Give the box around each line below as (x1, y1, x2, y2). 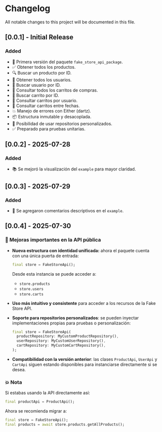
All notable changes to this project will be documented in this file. (5, 19, 136, 25)
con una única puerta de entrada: (12, 253, 79, 259)
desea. (12, 366, 26, 373)
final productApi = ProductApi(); (5, 399, 75, 404)
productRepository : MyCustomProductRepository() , (16, 334, 119, 339)
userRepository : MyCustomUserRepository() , (16, 338, 106, 343)
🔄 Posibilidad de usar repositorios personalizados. (12, 120, 113, 127)
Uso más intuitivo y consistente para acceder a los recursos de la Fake (12, 300, 156, 306)
